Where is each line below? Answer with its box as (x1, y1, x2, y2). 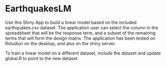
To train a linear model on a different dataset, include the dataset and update (5, 50, 161, 56)
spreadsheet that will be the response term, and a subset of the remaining (5, 30, 156, 36)
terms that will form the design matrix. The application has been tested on (5, 35, 156, 41)
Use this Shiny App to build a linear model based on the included (5, 19, 137, 25)
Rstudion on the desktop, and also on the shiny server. (5, 40, 116, 46)
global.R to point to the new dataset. (5, 55, 79, 61)
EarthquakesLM (5, 3, 72, 14)
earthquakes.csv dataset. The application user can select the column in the (5, 24, 159, 30)
